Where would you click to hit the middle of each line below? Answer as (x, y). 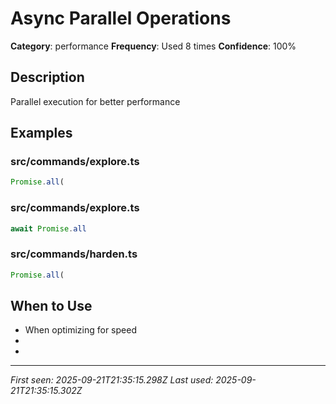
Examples (41, 133)
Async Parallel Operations (121, 18)
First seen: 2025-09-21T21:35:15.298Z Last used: (112, 380)
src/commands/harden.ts (74, 254)
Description (47, 77)
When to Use (51, 306)
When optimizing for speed (80, 330)
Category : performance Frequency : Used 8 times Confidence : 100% (153, 46)
